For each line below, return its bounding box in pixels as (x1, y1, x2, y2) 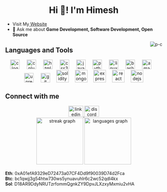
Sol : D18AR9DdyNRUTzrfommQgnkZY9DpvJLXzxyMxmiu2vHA (5, 181, 135, 187)
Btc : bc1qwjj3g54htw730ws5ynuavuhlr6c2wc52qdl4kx (5, 176, 118, 182)
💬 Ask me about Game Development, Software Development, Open (12, 26, 153, 32)
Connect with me (5, 92, 60, 101)
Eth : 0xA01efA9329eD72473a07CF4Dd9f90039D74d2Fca (5, 170, 125, 176)
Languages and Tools (5, 46, 73, 54)
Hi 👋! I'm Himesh (49, 4, 119, 16)
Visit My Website (12, 21, 47, 27)
